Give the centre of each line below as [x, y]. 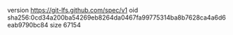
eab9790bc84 [28, 25]
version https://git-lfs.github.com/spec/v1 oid [73, 10]
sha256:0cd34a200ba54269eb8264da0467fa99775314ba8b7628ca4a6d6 [117, 17]
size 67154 [65, 25]
